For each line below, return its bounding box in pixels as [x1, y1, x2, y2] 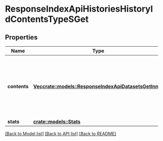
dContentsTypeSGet [5, 14, 89, 25]
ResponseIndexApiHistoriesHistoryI [5, 3, 153, 15]
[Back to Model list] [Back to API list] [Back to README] [5, 131, 116, 137]
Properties [5, 33, 38, 41]
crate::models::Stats [33, 118, 81, 125]
